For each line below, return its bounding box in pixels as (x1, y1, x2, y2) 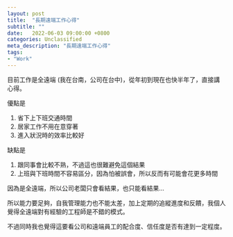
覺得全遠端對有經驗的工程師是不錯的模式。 (7, 207, 129, 215)
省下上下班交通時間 (17, 113, 73, 122)
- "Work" (7, 56, 33, 63)
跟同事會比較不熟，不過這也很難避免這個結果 (17, 161, 146, 169)
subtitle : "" (7, 23, 45, 30)
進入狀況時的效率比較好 (17, 131, 85, 139)
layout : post (7, 10, 45, 17)
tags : (7, 49, 23, 56)
